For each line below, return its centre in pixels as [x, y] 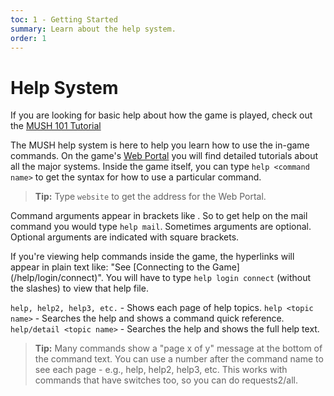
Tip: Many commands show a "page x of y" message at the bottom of [178, 348]
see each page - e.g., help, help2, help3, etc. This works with [161, 370]
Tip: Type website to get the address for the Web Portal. [150, 197]
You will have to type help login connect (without [208, 278]
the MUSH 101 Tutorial [56, 126]
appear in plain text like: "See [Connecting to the [110, 267]
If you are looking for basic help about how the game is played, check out [161, 115]
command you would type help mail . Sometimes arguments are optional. [161, 227]
